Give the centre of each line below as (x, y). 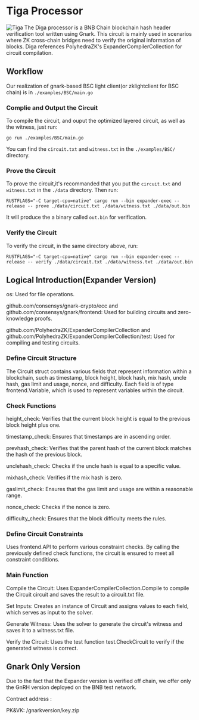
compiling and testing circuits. (43, 343)
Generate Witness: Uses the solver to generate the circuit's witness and (94, 623)
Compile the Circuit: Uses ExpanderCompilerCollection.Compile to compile (98, 588)
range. (14, 495)
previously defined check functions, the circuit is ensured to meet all (90, 553)
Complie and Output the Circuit (52, 107)
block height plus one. (33, 425)
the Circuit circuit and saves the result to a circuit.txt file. (75, 594)
